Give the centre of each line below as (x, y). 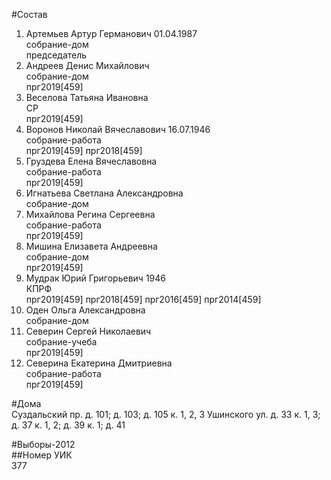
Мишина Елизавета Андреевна (91, 246)
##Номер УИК (42, 455)
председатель (56, 55)
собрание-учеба (61, 342)
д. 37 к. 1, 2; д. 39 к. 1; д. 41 (68, 425)
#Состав (29, 14)
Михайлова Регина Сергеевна (90, 214)
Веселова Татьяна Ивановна (87, 97)
